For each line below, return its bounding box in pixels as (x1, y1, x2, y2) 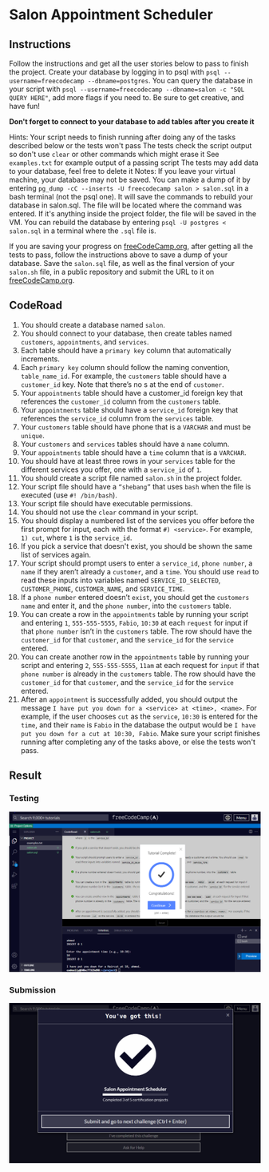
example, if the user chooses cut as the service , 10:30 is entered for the (20, 711, 259, 721)
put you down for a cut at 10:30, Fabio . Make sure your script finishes (20, 728, 260, 738)
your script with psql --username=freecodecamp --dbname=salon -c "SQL (9, 84, 245, 94)
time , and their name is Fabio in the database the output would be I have (20, 719, 256, 730)
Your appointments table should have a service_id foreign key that (20, 405, 239, 414)
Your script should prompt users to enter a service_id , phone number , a (20, 558, 253, 568)
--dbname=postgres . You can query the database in (87, 76, 254, 85)
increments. (20, 354, 61, 364)
